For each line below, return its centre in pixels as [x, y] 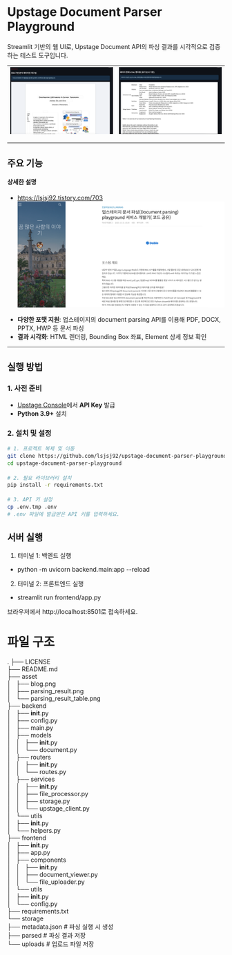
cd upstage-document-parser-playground [65, 463]
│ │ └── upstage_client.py [48, 808]
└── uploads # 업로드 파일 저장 [51, 944]
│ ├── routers [29, 757]
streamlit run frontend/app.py [59, 597]
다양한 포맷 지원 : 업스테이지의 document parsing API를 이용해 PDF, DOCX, [119, 320]
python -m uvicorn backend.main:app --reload [84, 569]
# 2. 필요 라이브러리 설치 [39, 478]
